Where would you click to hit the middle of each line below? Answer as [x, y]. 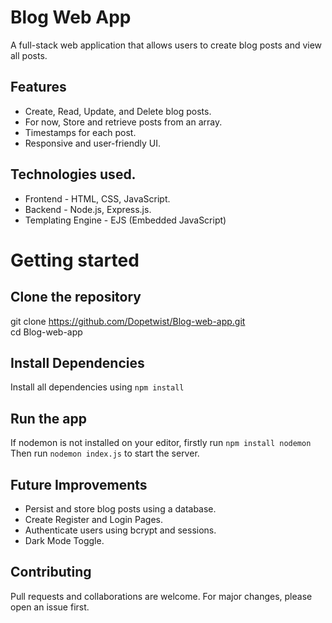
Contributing [51, 572]
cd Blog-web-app [46, 332]
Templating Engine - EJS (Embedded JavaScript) [125, 220]
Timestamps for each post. [80, 132]
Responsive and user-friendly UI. [92, 143]
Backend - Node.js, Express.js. [88, 209]
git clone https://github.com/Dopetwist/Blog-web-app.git [128, 321]
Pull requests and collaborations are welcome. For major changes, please [161, 596]
